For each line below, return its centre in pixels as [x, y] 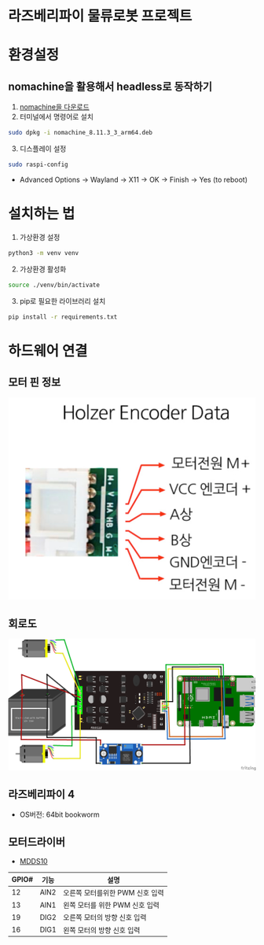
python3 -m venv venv [44, 253]
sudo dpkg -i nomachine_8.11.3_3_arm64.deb [81, 133]
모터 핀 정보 [35, 382]
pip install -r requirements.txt [63, 317]
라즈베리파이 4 [42, 794]
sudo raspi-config [38, 165]
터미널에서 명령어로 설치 [57, 117]
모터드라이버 [37, 842]
